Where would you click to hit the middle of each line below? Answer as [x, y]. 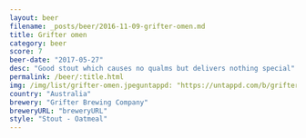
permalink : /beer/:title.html [67, 77]
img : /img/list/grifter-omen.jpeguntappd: [91, 85]
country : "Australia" [51, 94]
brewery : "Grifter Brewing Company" [79, 102]
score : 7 [26, 52]
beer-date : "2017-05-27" [56, 60]
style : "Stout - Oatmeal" [58, 119]
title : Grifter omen [49, 34]
